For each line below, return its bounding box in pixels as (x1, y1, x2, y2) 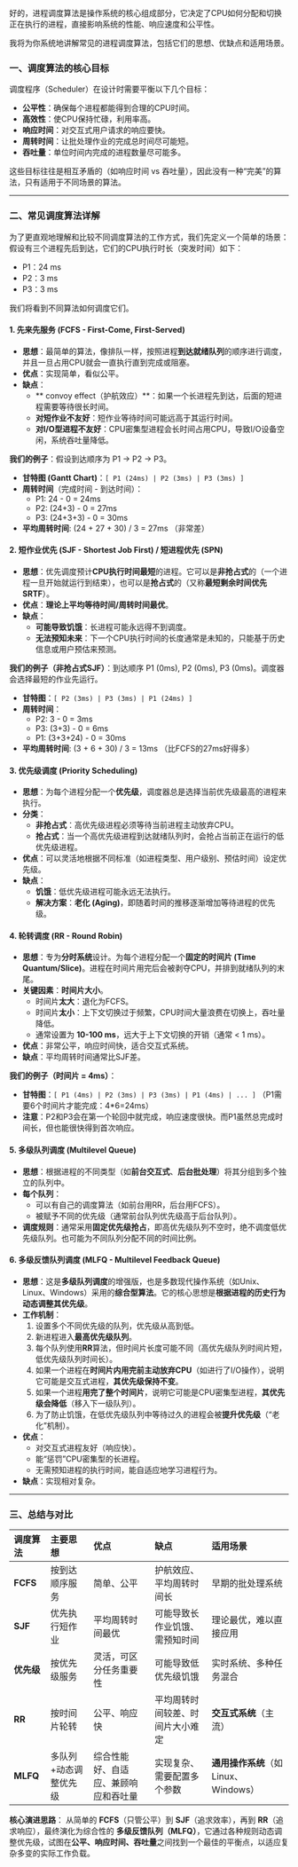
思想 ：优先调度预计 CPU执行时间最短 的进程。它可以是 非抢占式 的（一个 (21, 566, 280, 577)
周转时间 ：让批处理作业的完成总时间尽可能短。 (21, 136, 193, 146)
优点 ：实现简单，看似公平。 (21, 367, 124, 379)
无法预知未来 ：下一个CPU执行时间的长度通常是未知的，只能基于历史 (35, 633, 286, 643)
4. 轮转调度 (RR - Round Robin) (9, 930, 123, 941)
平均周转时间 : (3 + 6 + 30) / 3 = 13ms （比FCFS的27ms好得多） (21, 744, 255, 753)
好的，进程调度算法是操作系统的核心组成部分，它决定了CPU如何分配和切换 (9, 8, 282, 18)
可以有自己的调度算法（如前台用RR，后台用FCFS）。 (35, 1199, 225, 1209)
